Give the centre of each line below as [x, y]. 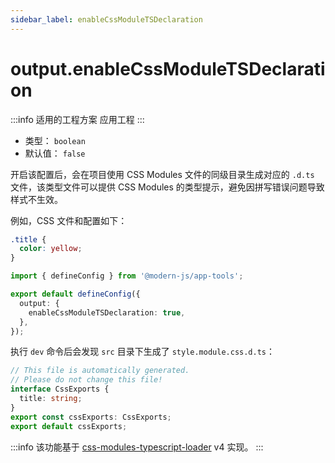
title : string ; [51, 399]
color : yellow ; [51, 249]
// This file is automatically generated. [100, 371]
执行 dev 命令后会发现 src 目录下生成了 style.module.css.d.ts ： [142, 352]
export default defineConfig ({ [75, 294]
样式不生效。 [36, 199]
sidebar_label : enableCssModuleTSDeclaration [106, 19]
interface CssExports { [60, 389]
